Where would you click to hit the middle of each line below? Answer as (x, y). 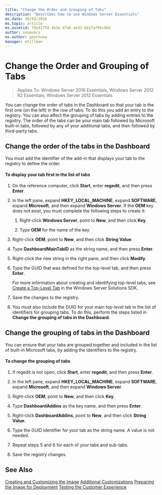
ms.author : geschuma (26, 37)
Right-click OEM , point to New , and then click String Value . (72, 239)
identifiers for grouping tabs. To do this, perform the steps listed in (80, 312)
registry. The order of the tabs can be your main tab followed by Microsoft (80, 120)
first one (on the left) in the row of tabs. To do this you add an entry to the (80, 110)
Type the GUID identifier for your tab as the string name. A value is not (83, 430)
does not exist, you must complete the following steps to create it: (79, 211)
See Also (19, 470)
